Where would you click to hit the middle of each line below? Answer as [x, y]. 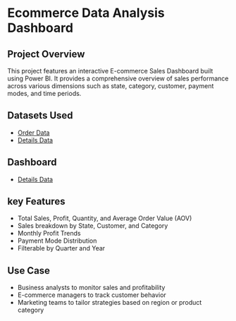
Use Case [29, 271]
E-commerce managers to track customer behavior [92, 295]
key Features [36, 201]
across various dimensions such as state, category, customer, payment [111, 86]
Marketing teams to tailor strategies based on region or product [110, 303]
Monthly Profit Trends [49, 234]
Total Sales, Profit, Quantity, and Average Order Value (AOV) [105, 218]
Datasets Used [40, 115]
